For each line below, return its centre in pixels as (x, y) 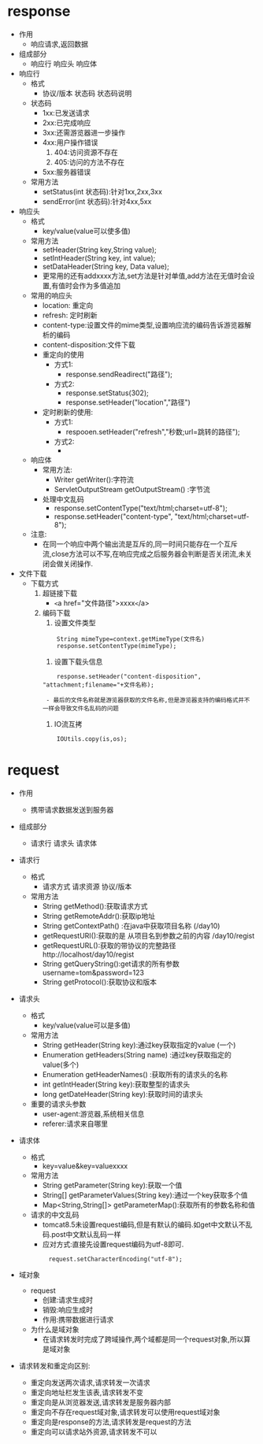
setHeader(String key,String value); (99, 250)
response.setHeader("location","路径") (128, 402)
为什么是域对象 (55, 1329)
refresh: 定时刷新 (70, 315)
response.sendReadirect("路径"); (119, 374)
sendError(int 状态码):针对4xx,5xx (97, 201)
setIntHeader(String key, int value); (99, 257)
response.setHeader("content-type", (113, 516)
